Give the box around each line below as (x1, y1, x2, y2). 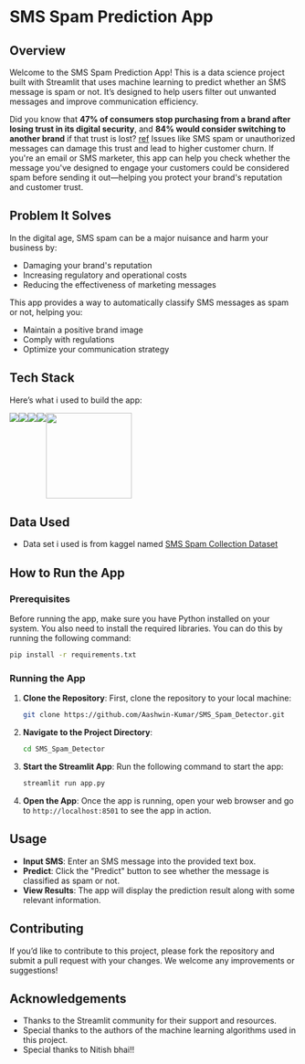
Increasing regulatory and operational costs (22, 269, 187, 280)
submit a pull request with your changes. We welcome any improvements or (9, 954, 295, 965)
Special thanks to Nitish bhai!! (22, 1044, 135, 1056)
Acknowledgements (9, 991, 127, 1006)
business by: (9, 242, 58, 253)
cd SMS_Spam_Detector (22, 744, 105, 754)
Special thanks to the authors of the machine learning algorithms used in (22, 1025, 297, 1036)
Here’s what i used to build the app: (9, 395, 143, 406)
